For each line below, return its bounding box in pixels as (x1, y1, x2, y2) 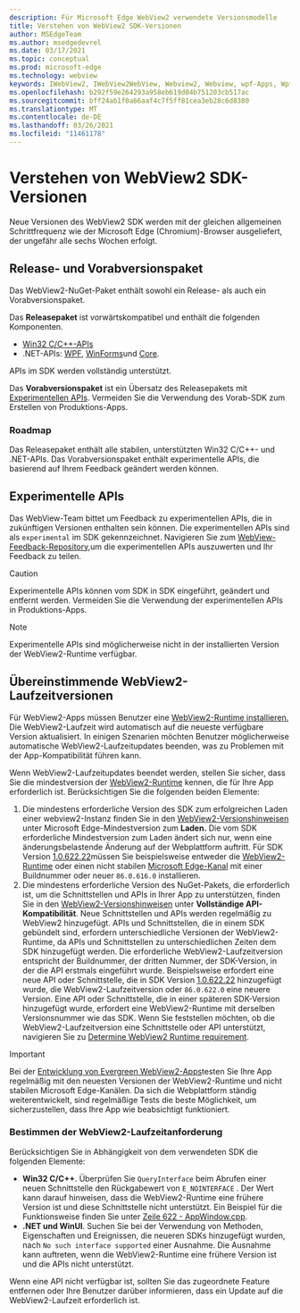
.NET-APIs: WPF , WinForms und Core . (21, 347, 160, 358)
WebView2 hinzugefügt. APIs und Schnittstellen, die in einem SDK (21, 917, 265, 928)
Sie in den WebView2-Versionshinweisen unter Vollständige (21, 899, 245, 909)
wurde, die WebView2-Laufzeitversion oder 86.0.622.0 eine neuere (21, 983, 271, 994)
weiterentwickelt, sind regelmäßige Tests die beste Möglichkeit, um (9, 1094, 257, 1105)
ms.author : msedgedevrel (9, 38, 102, 47)
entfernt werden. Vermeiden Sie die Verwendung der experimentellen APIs (9, 595, 284, 606)
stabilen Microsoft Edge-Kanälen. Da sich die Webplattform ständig (9, 1084, 257, 1095)
